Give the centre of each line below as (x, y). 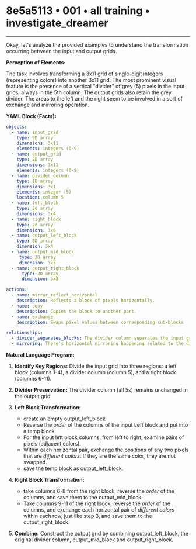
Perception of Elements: (36, 62)
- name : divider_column (40, 176)
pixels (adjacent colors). (52, 444)
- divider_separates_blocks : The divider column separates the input (97, 338)
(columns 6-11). (33, 379)
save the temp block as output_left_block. (73, 468)
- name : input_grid (35, 132)
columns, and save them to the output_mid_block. (83, 498)
